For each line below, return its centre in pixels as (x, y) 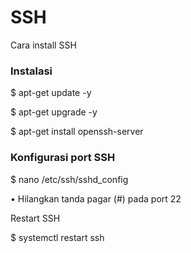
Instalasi (31, 71)
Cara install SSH (43, 45)
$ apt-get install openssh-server (77, 132)
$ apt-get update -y (51, 93)
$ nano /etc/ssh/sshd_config (69, 179)
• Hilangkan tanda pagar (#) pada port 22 (96, 198)
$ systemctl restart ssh (57, 237)
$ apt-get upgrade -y (54, 112)
